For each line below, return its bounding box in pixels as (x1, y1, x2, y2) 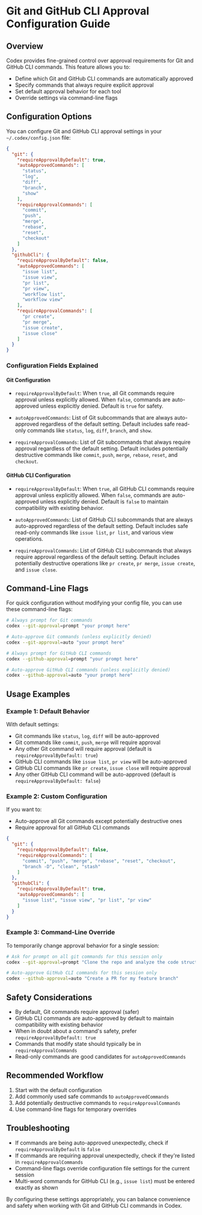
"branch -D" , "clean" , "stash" (22, 863, 101, 869)
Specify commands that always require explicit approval (14, 81, 155, 89)
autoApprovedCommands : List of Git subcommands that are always (14, 414, 173, 421)
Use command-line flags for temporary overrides (14, 1105, 137, 1113)
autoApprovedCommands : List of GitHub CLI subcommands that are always (14, 516, 194, 523)
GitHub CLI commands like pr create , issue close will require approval (14, 765, 191, 772)
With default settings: (6, 721, 60, 728)
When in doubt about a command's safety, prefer (14, 1028, 137, 1035)
